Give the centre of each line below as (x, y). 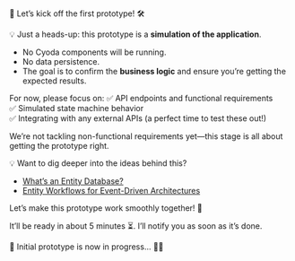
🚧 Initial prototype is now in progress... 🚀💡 (87, 247)
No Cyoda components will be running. (94, 52)
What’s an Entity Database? (73, 181)
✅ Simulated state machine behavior (77, 108)
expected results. (54, 81)
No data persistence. (61, 61)
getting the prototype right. (59, 146)
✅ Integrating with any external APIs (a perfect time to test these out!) (138, 118)
